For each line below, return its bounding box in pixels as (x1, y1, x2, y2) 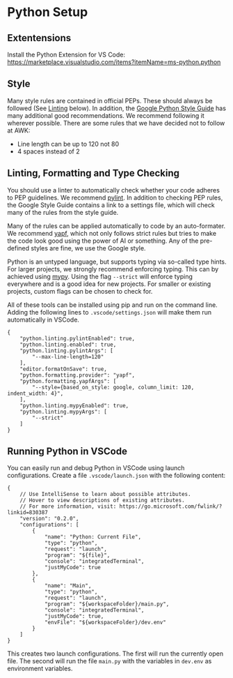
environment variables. (7, 664, 73, 673)
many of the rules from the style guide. (7, 208, 119, 216)
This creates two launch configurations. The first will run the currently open (7, 649, 224, 658)
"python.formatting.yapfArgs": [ (19, 377, 117, 384)
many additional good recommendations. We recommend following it (7, 111, 205, 119)
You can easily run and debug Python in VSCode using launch (7, 464, 185, 472)
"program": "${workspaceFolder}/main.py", (44, 601, 170, 608)
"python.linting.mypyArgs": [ (19, 408, 108, 415)
